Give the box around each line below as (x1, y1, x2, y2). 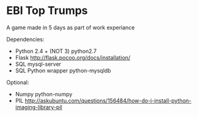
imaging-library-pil (15, 103, 62, 110)
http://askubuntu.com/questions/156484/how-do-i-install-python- (24, 97, 192, 104)
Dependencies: (6, 35, 45, 43)
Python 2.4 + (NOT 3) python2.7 (15, 47, 97, 55)
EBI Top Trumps (6, 4, 88, 18)
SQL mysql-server (15, 60, 62, 68)
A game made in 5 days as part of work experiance (6, 24, 135, 31)
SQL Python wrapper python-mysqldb (15, 66, 111, 74)
